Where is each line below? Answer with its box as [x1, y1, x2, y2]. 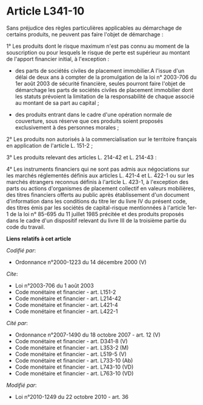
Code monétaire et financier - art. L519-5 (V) [15, 350, 127, 358]
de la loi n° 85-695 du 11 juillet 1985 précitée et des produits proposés [10, 210, 184, 217]
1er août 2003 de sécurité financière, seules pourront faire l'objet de [15, 80, 186, 87]
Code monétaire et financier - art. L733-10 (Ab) [15, 357, 133, 364]
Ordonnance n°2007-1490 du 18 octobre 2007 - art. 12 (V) [15, 331, 161, 338]
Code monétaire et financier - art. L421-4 [15, 301, 118, 308]
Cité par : [6, 319, 28, 326]
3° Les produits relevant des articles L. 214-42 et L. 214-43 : [6, 153, 157, 161]
